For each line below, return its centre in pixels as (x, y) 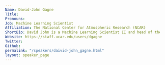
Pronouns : (15, 19)
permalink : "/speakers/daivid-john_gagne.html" (55, 50)
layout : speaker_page (27, 55)
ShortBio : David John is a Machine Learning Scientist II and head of (79, 32)
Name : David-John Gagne (29, 10)
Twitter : (14, 42)
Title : (12, 14)
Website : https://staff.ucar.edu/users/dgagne (54, 37)
